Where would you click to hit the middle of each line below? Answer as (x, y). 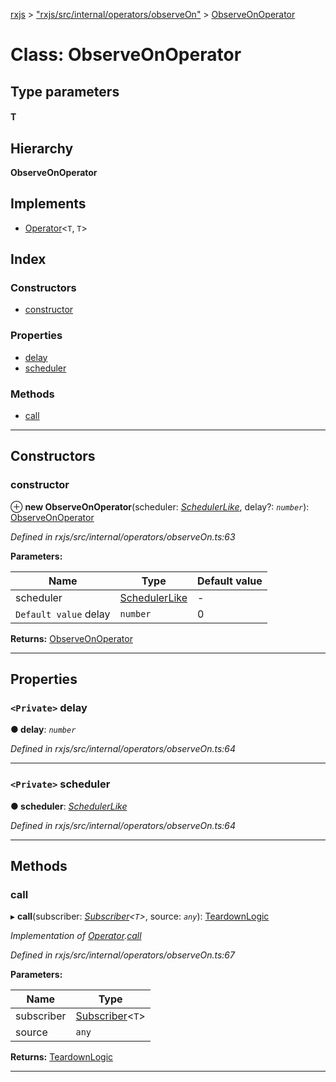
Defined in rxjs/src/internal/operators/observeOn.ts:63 (123, 536)
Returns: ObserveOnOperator (71, 638)
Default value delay (63, 614)
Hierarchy (42, 148)
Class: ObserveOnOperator (126, 55)
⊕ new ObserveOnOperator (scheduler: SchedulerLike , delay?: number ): (160, 506)
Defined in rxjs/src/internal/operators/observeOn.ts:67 (122, 955)
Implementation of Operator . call (76, 936)
